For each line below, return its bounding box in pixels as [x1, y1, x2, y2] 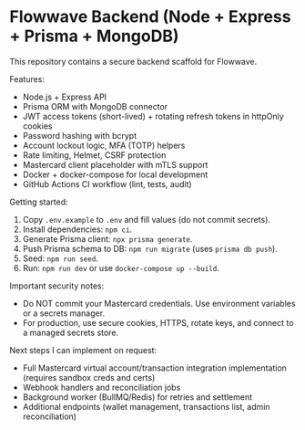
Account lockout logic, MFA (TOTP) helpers [22, 140, 186, 151]
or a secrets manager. [22, 308, 106, 319]
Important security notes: [9, 280, 105, 291]
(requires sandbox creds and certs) [22, 372, 156, 383]
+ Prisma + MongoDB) [9, 26, 179, 47]
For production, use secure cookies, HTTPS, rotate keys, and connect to [22, 317, 294, 328]
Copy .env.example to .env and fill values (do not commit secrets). [22, 214, 271, 225]
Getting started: [9, 196, 68, 207]
